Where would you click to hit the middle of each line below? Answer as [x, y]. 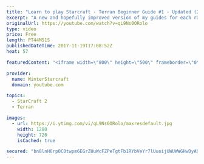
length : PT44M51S [28, 40]
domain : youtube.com [38, 85]
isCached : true [36, 140]
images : [16, 118]
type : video [21, 29]
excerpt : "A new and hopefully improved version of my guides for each [99, 18]
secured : [17, 152]
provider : [19, 73]
